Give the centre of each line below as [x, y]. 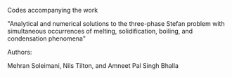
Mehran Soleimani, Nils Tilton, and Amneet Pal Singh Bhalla [93, 65]
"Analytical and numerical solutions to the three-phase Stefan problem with [116, 23]
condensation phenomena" [47, 38]
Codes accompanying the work [53, 10]
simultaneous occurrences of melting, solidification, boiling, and [100, 31]
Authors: [20, 52]
